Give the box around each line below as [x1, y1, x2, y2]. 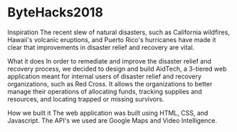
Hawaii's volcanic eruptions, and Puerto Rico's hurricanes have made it [7, 35, 216, 44]
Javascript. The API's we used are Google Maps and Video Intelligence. [7, 116, 218, 125]
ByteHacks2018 [7, 4, 103, 21]
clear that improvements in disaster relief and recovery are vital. [7, 43, 195, 51]
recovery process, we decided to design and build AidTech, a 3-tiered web [7, 64, 227, 73]
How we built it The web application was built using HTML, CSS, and [7, 108, 209, 117]
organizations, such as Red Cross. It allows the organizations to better [7, 79, 213, 88]
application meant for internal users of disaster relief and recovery [7, 72, 201, 81]
